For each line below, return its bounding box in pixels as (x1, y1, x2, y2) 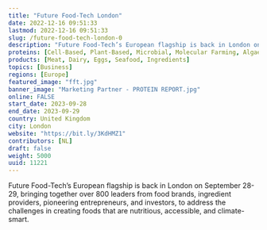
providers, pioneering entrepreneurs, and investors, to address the (8, 197, 226, 207)
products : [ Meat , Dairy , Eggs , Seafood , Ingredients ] (8, 56, 191, 64)
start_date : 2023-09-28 (8, 100, 87, 108)
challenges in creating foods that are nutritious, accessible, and (8, 206, 216, 216)
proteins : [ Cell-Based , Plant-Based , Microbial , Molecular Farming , (8, 48, 240, 56)
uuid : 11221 (8, 159, 48, 167)
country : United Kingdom (8, 115, 91, 123)
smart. (8, 215, 29, 224)
